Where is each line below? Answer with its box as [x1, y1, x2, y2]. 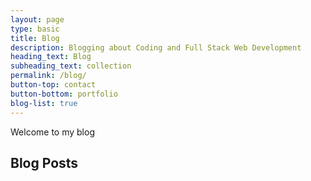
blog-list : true [10, 98, 78, 108]
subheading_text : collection [10, 61, 132, 71]
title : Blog [10, 33, 60, 43]
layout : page [10, 14, 65, 25]
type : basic [10, 24, 60, 34]
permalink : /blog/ [10, 71, 87, 81]
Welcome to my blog [10, 126, 95, 138]
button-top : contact [10, 80, 97, 90]
